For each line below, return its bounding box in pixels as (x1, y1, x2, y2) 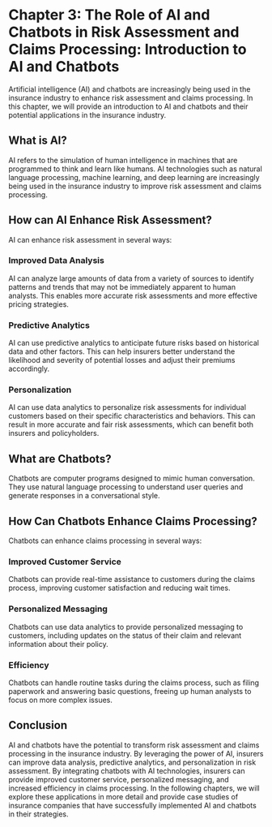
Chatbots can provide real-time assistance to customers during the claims (8, 575, 256, 584)
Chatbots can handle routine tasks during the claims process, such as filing (8, 678, 260, 687)
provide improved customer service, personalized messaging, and (8, 774, 229, 784)
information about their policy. (8, 639, 109, 648)
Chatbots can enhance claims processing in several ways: (8, 536, 202, 545)
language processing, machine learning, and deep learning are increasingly (8, 172, 261, 182)
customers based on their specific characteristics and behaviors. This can (8, 411, 256, 421)
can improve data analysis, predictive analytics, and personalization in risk (8, 757, 257, 767)
